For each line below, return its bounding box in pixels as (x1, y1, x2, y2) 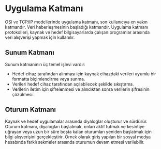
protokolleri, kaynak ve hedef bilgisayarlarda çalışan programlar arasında (5, 29, 150, 35)
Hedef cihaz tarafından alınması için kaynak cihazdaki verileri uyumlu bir (12, 71, 156, 77)
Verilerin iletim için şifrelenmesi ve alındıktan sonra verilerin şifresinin (12, 86, 150, 92)
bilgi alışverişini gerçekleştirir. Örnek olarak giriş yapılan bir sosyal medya (5, 134, 151, 140)
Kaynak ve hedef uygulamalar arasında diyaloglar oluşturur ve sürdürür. (5, 118, 147, 124)
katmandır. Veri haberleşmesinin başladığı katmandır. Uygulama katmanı (5, 24, 148, 30)
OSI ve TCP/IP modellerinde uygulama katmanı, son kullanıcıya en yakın (5, 19, 148, 25)
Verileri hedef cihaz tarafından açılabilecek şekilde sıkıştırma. (12, 81, 134, 87)
